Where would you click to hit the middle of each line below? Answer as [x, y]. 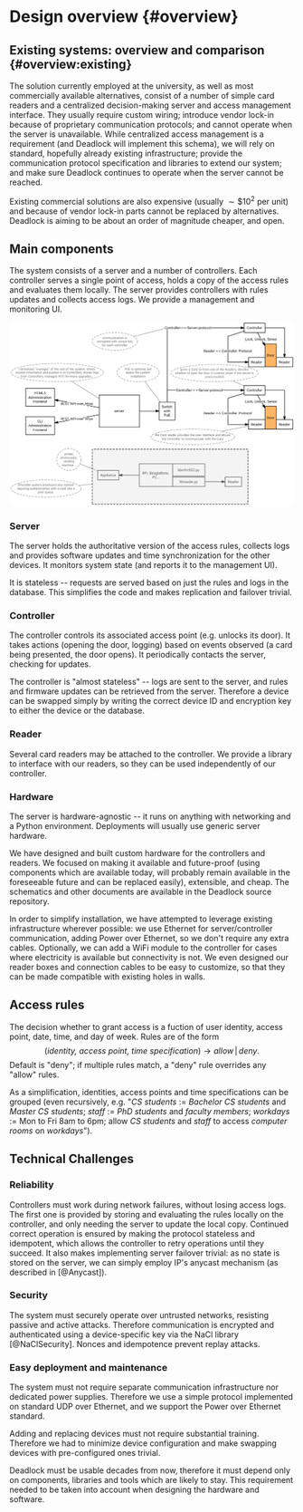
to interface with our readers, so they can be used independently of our [142, 764]
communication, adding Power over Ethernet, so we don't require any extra [149, 938]
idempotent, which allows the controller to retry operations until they [137, 1243]
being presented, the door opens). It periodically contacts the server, [138, 655]
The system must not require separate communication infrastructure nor [144, 1387]
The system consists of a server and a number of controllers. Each [133, 271]
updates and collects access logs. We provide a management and [132, 300]
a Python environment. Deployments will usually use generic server [135, 826]
